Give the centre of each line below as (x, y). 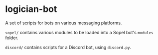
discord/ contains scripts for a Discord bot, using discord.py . (68, 47)
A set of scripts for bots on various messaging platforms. (64, 23)
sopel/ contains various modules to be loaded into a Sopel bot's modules (79, 32)
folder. (12, 38)
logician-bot (31, 9)
